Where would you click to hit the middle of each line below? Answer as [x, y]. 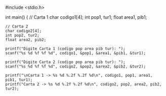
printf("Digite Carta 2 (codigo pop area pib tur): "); [65, 62]
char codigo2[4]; [24, 31]
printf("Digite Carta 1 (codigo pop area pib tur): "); [65, 49]
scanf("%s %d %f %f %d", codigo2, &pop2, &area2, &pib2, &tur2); [75, 67]
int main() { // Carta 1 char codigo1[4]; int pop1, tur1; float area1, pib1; [76, 17]
